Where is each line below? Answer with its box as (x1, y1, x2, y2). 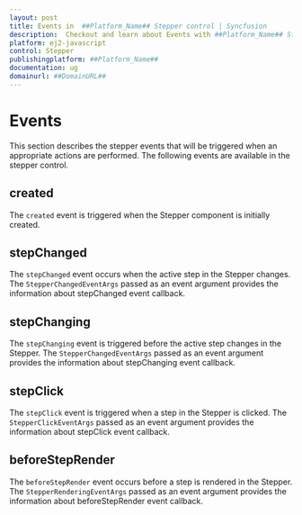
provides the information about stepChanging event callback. (9, 357, 236, 368)
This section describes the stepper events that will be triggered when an (9, 140, 278, 151)
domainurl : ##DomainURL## (9, 72, 106, 81)
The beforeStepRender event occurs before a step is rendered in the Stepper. (9, 476, 293, 487)
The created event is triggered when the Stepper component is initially (9, 209, 271, 221)
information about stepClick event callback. (9, 426, 171, 437)
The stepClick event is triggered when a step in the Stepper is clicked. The (9, 407, 288, 418)
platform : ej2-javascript (9, 38, 106, 48)
